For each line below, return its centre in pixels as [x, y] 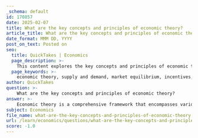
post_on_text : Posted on [37, 45]
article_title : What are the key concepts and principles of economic [95, 33]
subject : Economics [30, 110]
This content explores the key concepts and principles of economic [103, 66]
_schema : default [27, 11]
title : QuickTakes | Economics [50, 55]
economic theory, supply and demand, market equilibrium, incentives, [105, 77]
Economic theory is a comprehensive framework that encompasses [97, 104]
